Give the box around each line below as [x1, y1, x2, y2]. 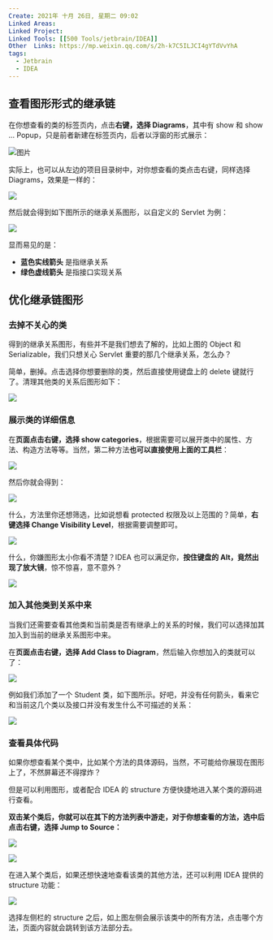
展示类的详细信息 [8, 415, 76, 426]
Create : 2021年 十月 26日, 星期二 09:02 [8, 11, 139, 20]
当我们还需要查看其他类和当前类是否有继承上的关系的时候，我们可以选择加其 [8, 619, 265, 629]
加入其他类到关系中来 [8, 600, 92, 611]
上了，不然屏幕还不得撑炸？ [8, 768, 102, 778]
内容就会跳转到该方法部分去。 [36, 923, 136, 933]
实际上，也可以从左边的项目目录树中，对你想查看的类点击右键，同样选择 [8, 164, 250, 175]
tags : [8, 50, 27, 58]
